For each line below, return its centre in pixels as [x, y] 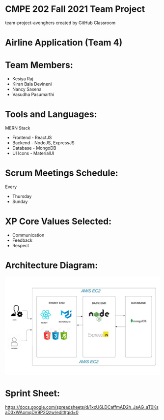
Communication [28, 235]
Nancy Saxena [27, 89]
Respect [21, 245]
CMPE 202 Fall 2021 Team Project [75, 9]
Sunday [20, 201]
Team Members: [39, 65]
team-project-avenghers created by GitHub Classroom [60, 23]
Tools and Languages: [51, 114]
